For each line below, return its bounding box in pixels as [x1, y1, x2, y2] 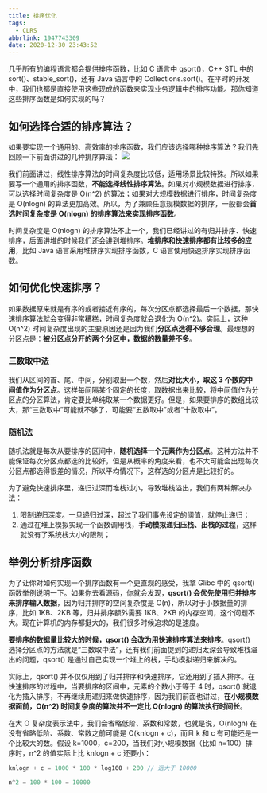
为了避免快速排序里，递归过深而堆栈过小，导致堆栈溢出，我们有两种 [8, 483, 231, 493]
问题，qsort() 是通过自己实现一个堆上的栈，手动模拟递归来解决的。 [21, 654, 242, 665]
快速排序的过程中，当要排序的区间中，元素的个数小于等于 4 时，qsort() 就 [8, 682, 250, 691]
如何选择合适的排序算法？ [8, 119, 133, 133]
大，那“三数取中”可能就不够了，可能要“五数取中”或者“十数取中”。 [8, 405, 222, 415]
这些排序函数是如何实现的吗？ [8, 94, 106, 104]
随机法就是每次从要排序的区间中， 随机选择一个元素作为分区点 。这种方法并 [8, 447, 252, 456]
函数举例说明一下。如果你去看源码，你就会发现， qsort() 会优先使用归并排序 [8, 588, 257, 598]
